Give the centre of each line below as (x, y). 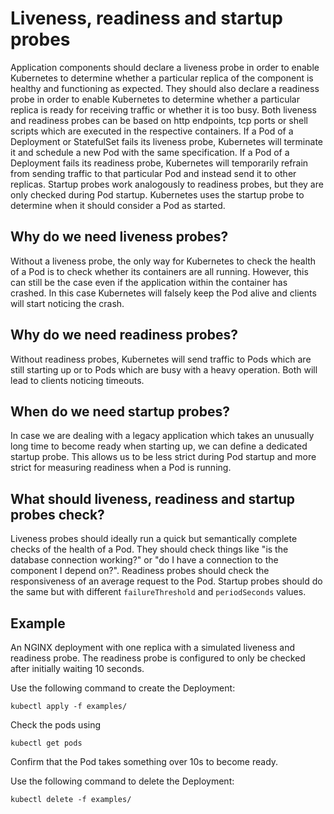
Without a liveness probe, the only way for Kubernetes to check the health (163, 261)
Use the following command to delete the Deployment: (122, 781)
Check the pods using (56, 725)
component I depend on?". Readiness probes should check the (140, 571)
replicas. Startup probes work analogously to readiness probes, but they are (167, 184)
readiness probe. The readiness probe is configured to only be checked (158, 658)
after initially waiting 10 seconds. (77, 668)
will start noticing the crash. (67, 303)
